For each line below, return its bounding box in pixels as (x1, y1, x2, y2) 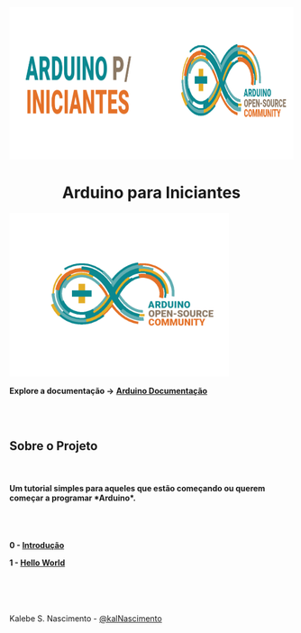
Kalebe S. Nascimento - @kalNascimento (9, 612, 162, 624)
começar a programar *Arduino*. (9, 492, 137, 503)
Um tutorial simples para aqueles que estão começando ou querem (9, 483, 266, 494)
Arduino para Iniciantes (61, 183, 242, 203)
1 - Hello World (9, 557, 66, 568)
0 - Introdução (9, 539, 65, 550)
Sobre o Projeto (9, 438, 98, 454)
